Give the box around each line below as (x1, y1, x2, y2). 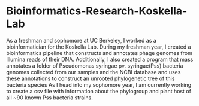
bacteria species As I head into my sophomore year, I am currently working (6, 81, 192, 88)
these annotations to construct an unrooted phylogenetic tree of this (6, 75, 175, 82)
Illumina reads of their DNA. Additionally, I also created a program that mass (6, 56, 194, 63)
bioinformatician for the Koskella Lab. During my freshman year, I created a (6, 43, 191, 50)
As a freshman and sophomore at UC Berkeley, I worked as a (6, 37, 157, 44)
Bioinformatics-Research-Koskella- (6, 4, 188, 18)
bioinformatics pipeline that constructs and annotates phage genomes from (6, 49, 193, 56)
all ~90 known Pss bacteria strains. (6, 94, 93, 101)
